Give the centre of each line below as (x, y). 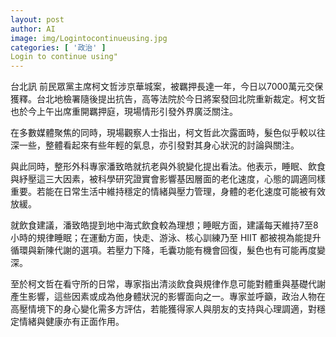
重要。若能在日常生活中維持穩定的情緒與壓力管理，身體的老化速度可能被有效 (168, 192)
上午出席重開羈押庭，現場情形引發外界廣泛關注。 (137, 112)
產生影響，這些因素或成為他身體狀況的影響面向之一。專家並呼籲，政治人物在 (168, 297)
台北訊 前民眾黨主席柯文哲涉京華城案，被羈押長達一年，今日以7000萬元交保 (167, 87)
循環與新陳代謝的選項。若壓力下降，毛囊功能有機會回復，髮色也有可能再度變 (168, 250)
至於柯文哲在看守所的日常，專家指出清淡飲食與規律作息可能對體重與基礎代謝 (168, 284)
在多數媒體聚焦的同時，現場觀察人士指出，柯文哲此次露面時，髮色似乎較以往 (168, 133)
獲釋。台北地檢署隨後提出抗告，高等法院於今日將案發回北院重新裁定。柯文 (163, 99)
